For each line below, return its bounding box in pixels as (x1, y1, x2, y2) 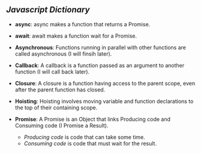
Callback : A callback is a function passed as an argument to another (14, 62, 185, 69)
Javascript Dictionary (6, 5, 90, 15)
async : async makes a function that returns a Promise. (14, 20, 151, 27)
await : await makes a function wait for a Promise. (14, 32, 137, 39)
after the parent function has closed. (14, 86, 106, 93)
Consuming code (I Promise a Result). (14, 122, 109, 129)
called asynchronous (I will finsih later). (14, 50, 112, 57)
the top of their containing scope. (14, 104, 98, 111)
